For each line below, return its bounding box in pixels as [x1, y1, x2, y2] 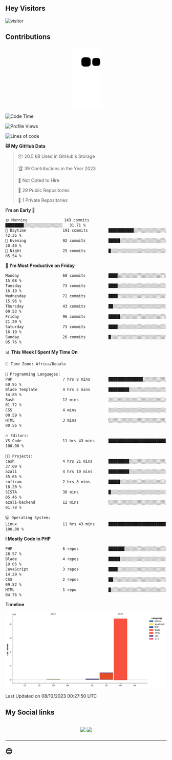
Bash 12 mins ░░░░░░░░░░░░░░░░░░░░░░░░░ [5, 397, 166, 402]
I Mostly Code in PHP [5, 536, 51, 542]
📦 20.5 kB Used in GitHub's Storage [17, 153, 95, 159]
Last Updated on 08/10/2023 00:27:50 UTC [5, 693, 97, 699]
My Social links [5, 708, 55, 716]
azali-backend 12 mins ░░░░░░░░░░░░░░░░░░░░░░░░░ [5, 500, 166, 505]
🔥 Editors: [5, 433, 29, 438]
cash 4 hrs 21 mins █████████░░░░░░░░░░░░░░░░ [5, 459, 166, 464]
